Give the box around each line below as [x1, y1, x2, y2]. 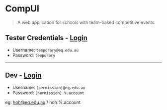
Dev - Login [5, 71, 42, 80]
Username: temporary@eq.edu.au [12, 47, 79, 53]
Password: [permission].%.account [12, 90, 84, 96]
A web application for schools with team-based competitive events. [17, 19, 156, 25]
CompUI [5, 3, 40, 14]
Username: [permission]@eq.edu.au [12, 84, 85, 90]
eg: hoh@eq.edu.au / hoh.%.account [5, 99, 81, 105]
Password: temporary [12, 52, 56, 58]
